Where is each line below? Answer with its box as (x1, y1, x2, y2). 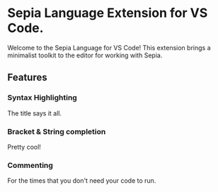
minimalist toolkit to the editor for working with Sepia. (7, 51, 163, 60)
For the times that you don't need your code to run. (7, 176, 156, 185)
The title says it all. (7, 108, 62, 118)
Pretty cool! (7, 142, 41, 151)
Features (7, 72, 47, 84)
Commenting (7, 160, 53, 170)
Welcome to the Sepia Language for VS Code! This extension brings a (7, 43, 211, 52)
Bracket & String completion (7, 126, 106, 136)
